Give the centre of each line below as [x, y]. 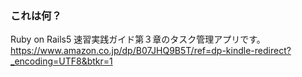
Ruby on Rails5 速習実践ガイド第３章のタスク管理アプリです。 [138, 39]
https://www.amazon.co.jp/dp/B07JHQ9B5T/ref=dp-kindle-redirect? [151, 51]
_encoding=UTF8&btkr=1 [61, 61]
